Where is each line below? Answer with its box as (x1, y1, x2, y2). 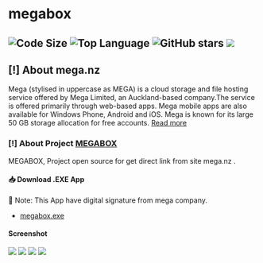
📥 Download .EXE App (8, 175, 85, 184)
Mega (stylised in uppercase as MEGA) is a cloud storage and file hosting (8, 84, 249, 94)
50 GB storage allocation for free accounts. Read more (8, 118, 188, 128)
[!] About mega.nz (8, 63, 101, 76)
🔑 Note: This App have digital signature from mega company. (8, 195, 208, 205)
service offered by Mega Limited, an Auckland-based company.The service (8, 93, 256, 102)
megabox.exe (19, 211, 65, 220)
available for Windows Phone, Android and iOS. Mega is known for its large (8, 110, 254, 119)
